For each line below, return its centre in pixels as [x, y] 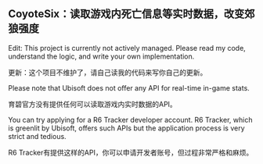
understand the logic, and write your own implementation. [101, 56]
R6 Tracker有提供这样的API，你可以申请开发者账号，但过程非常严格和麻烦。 [131, 152]
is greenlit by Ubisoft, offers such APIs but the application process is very [126, 128]
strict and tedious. [37, 136]
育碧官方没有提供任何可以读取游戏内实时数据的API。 [93, 104]
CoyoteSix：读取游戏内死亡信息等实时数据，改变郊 [131, 14]
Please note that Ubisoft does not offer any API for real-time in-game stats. [129, 87]
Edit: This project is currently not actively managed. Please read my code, [127, 48]
